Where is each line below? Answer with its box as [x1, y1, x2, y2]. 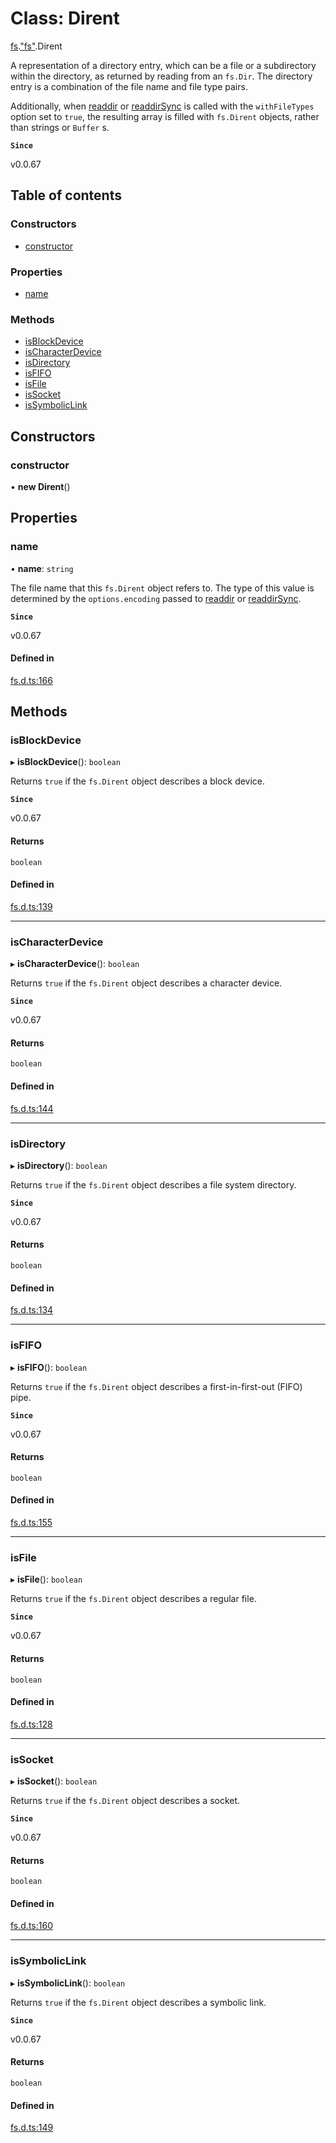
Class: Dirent [10, 7, 120, 30]
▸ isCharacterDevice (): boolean [10, 958, 140, 970]
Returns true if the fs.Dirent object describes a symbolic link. [10, 1996, 267, 2008]
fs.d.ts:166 [10, 674, 53, 686]
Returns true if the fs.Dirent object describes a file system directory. [10, 1178, 297, 1191]
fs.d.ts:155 [10, 1517, 53, 1528]
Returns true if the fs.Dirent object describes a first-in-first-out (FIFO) [10, 1380, 303, 1392]
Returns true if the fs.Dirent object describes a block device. [10, 775, 266, 787]
